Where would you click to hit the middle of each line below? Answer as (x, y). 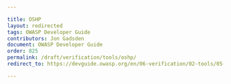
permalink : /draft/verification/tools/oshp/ (72, 58)
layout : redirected (35, 26)
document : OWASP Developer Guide (55, 45)
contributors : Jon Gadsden (46, 38)
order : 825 (23, 51)
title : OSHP (24, 19)
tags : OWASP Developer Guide (49, 32)
